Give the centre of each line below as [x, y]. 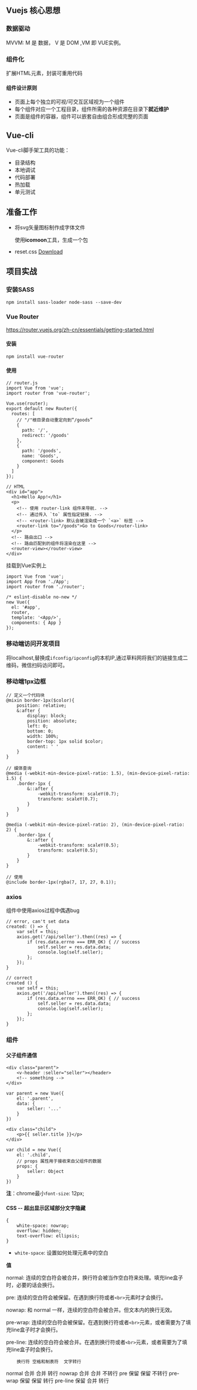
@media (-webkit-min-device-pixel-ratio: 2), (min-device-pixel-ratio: [95, 825]
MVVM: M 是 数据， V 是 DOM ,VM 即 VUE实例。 [65, 42]
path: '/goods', [41, 451]
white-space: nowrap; [43, 1226]
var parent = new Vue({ [35, 1094]
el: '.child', [34, 1155]
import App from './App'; [38, 582]
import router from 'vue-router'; [48, 394]
